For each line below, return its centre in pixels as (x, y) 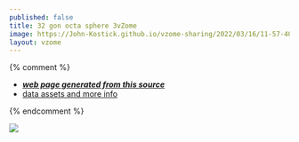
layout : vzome (36, 42)
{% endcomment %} (47, 111)
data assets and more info (70, 94)
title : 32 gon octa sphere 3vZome (73, 26)
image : (21, 34)
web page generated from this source (93, 84)
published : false (41, 17)
